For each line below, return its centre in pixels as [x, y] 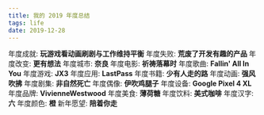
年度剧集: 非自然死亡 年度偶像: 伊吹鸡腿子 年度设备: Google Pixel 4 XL [138, 83]
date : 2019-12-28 [37, 30]
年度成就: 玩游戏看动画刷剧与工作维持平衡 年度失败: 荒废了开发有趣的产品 [128, 54]
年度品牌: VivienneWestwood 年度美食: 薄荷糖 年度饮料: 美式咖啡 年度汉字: [131, 94]
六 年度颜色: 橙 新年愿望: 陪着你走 [63, 103]
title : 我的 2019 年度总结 [49, 15]
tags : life [26, 23]
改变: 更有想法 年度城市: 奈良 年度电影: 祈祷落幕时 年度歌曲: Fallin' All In [132, 63]
